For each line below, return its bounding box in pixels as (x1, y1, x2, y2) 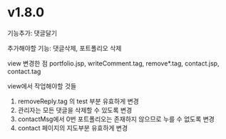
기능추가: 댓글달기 (7, 29, 58, 37)
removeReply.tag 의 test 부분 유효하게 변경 (17, 97, 139, 105)
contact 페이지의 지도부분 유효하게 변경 (17, 123, 128, 132)
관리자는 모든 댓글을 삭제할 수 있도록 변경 (17, 105, 133, 114)
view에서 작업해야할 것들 (7, 81, 77, 90)
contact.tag (7, 67, 41, 76)
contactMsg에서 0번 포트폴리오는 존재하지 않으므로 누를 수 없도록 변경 (17, 115, 215, 123)
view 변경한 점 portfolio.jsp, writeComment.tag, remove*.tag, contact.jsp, (7, 58, 220, 68)
